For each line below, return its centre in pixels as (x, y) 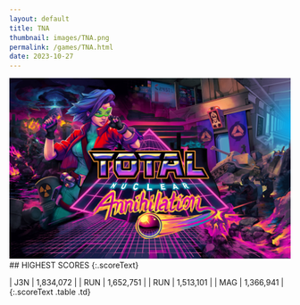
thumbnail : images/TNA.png (59, 37)
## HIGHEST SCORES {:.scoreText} (74, 265)
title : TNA (29, 28)
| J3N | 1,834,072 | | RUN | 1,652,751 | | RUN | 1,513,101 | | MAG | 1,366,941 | (146, 282)
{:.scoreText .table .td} (50, 292)
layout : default (39, 19)
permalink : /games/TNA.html (62, 47)
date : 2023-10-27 (42, 57)
